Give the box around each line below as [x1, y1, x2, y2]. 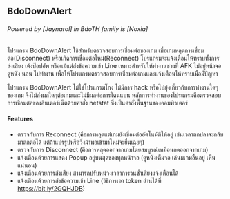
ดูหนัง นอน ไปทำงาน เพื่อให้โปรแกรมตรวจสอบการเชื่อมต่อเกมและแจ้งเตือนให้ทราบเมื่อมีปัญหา [7, 69, 218, 78]
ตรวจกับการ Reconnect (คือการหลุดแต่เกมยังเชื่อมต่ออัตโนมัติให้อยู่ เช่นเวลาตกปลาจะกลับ [17, 130, 224, 138]
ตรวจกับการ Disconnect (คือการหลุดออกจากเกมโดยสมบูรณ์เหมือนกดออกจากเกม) [17, 145, 209, 154]
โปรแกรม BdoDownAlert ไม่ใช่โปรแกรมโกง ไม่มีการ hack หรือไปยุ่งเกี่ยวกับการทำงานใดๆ [7, 83, 219, 92]
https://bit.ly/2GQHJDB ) [17, 184, 85, 192]
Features [7, 115, 33, 123]
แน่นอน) [17, 161, 37, 169]
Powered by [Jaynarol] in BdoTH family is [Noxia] [7, 24, 148, 33]
